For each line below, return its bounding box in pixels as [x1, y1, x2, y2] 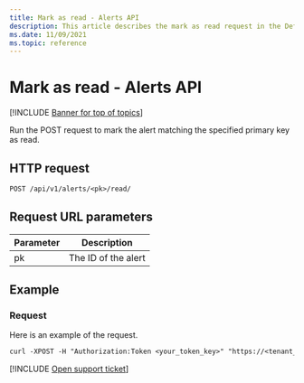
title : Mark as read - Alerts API [9, 13, 140, 23]
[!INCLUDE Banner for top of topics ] [9, 107, 143, 118]
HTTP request [9, 160, 90, 176]
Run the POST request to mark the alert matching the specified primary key [9, 125, 290, 135]
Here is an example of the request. [9, 330, 138, 341]
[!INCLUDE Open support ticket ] [9, 363, 129, 375]
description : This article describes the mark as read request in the [9, 22, 281, 31]
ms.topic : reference [9, 38, 88, 48]
